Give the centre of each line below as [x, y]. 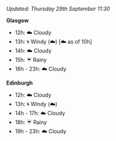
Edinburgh [20, 83]
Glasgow [17, 20]
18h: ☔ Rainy [31, 122]
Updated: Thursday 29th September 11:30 [58, 9]
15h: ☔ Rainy [31, 60]
